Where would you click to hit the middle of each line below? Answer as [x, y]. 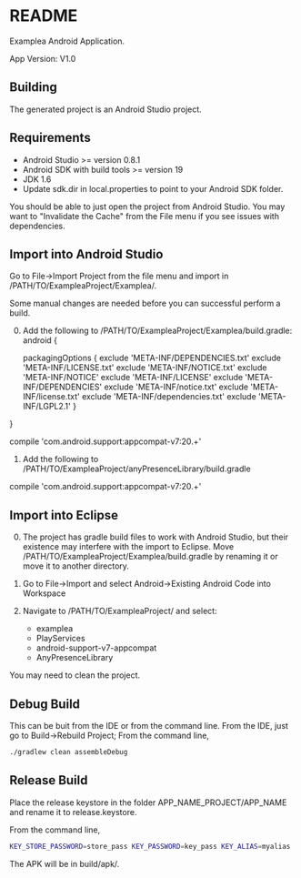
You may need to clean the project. [75, 675]
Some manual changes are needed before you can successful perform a [145, 303]
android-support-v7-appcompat [96, 648]
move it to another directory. [76, 566]
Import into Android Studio [86, 254]
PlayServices [60, 639]
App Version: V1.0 [43, 58]
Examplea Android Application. [67, 41]
